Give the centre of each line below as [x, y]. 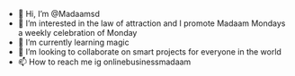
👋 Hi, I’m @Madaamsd [59, 14]
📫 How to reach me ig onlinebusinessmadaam [104, 62]
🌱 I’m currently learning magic [73, 42]
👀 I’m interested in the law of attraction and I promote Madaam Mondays [152, 23]
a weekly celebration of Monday [77, 33]
